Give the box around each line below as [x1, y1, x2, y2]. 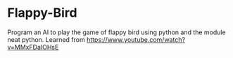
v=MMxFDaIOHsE [7, 43, 59, 51]
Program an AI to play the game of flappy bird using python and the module [7, 28, 227, 36]
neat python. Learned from [7, 35, 86, 43]
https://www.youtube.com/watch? [87, 35, 185, 43]
